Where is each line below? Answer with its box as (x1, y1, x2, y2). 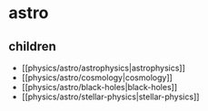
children (8, 39, 56, 54)
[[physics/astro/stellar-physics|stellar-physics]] (21, 91, 200, 102)
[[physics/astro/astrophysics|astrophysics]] (21, 62, 185, 73)
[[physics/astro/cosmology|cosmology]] (21, 72, 173, 83)
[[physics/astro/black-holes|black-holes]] (21, 82, 178, 92)
